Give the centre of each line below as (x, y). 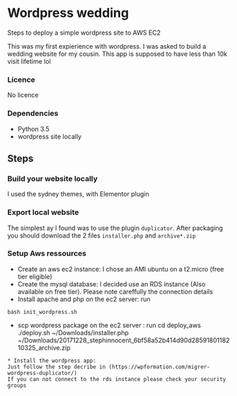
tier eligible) (35, 276)
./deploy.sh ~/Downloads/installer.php (73, 332)
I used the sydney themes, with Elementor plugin (79, 194)
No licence (23, 95)
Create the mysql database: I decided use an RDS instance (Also (111, 284)
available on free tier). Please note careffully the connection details (115, 291)
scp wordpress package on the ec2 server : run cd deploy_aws (109, 325)
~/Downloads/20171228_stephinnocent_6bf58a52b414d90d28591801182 (123, 340)
